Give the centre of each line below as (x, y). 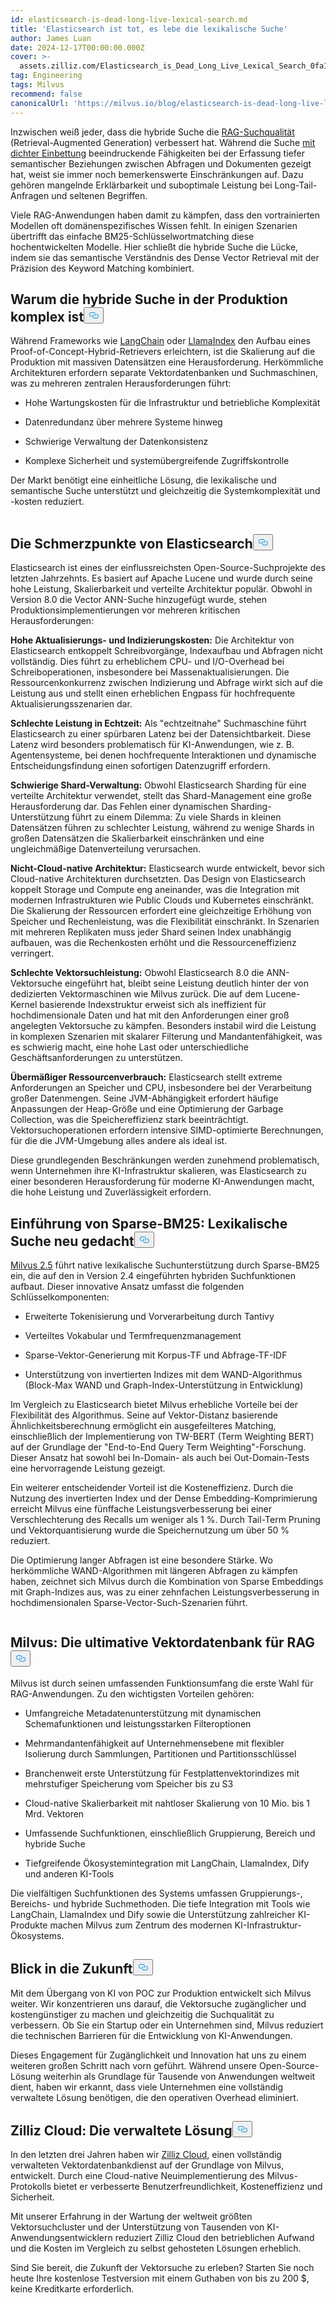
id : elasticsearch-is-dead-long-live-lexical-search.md (129, 19)
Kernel (24, 1005)
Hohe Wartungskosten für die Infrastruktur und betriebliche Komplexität (172, 403)
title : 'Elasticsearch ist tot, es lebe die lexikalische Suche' (149, 29)
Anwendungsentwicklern (61, 2238)
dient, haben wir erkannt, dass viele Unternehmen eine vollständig (146, 2087)
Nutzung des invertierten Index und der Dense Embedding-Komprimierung (164, 1498)
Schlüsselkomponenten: (60, 1297)
